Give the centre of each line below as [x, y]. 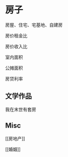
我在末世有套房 [21, 109]
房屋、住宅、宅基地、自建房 [34, 25]
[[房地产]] [15, 138]
